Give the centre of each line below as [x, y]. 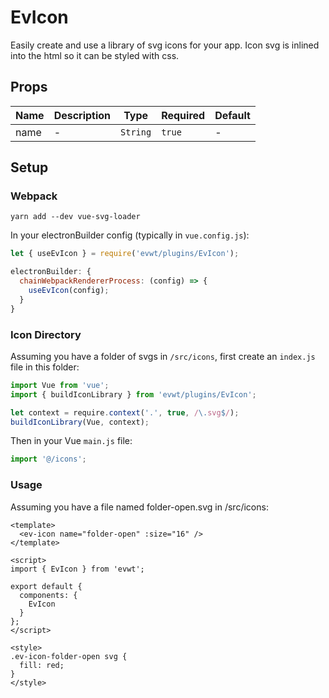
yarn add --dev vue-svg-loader [75, 217]
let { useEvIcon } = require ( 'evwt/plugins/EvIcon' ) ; [125, 254]
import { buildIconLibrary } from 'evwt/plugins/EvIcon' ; [133, 394]
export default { [46, 586]
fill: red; [42, 665]
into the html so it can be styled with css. [95, 55]
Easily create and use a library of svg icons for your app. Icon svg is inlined [165, 45]
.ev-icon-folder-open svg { [69, 656]
